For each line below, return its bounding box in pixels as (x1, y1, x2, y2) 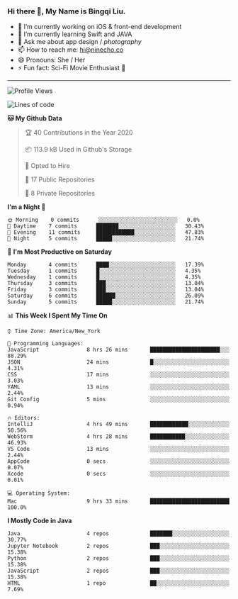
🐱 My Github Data (7, 114, 62, 123)
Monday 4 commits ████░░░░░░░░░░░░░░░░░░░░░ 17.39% (7, 262, 204, 269)
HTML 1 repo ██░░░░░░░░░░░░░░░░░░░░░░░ (7, 580, 230, 587)
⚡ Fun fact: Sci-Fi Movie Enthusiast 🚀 (17, 64, 126, 72)
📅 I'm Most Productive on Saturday (7, 247, 112, 256)
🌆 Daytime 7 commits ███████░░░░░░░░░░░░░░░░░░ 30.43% (7, 223, 204, 230)
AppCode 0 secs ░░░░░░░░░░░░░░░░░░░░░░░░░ (7, 458, 230, 465)
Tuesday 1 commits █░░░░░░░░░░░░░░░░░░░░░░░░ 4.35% (7, 267, 201, 275)
